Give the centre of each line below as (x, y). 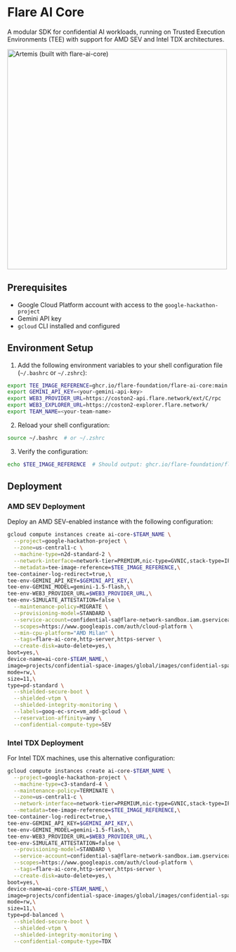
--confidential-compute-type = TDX (63, 941)
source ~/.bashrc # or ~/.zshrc (56, 438)
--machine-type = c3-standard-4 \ (61, 784)
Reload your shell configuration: (64, 425)
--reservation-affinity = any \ (58, 718)
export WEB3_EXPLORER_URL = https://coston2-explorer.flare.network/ (108, 405)
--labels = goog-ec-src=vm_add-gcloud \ (71, 712)
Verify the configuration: (53, 451)
